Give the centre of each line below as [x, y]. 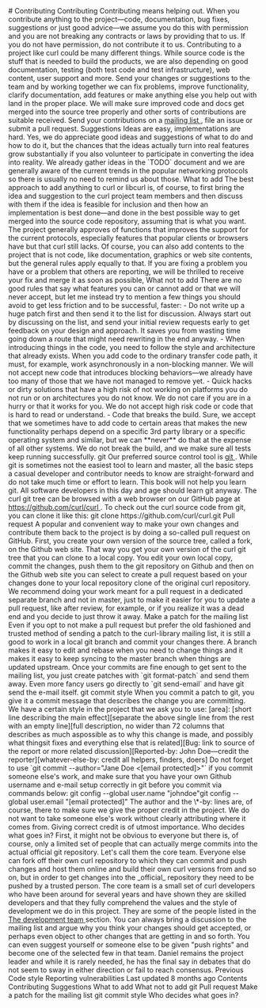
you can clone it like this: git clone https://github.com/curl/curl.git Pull [122, 515]
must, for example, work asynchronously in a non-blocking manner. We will [131, 364]
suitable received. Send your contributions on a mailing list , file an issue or [131, 120]
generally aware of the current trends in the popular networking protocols [128, 171]
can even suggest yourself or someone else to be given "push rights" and [129, 945]
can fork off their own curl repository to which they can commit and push [127, 860]
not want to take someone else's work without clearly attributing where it [127, 818]
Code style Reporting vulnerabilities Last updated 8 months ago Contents [128, 978]
